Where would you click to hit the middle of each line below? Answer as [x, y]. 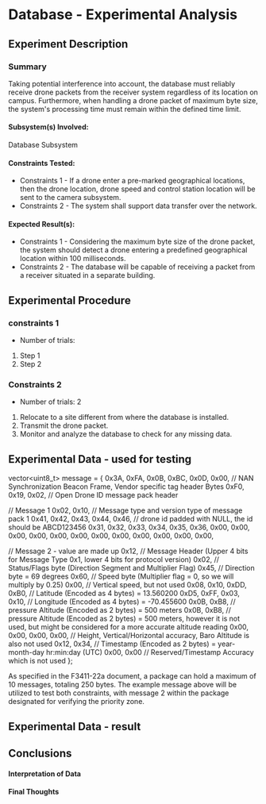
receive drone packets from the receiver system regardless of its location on [133, 92]
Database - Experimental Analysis [123, 15]
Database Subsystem [43, 145]
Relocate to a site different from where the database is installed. [124, 417]
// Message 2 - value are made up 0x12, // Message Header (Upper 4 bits [128, 551]
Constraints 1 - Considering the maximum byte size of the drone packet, [137, 242]
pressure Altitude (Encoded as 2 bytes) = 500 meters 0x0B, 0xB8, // [120, 610]
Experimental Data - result [75, 727]
